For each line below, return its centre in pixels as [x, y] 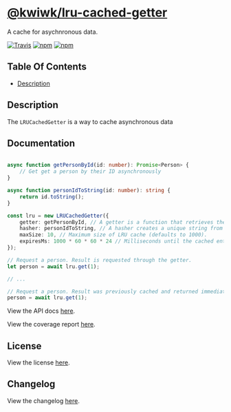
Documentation [41, 143]
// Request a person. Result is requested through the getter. [100, 260]
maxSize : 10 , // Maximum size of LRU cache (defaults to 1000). [113, 235]
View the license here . [38, 362]
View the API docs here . [41, 311]
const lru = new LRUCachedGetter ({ [58, 216]
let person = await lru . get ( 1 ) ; [53, 267]
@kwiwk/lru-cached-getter [87, 13]
